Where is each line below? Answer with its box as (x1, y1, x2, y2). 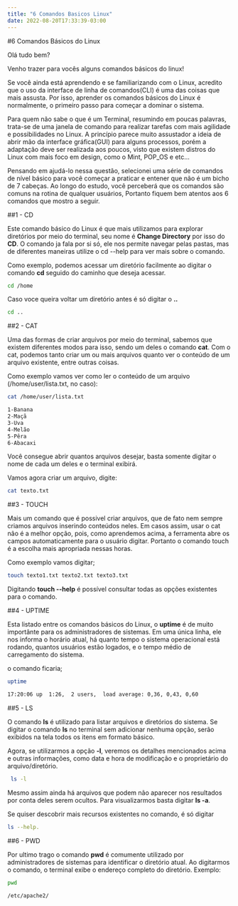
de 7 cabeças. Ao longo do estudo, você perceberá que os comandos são (7, 181, 225, 190)
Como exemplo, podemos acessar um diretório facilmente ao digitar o (7, 261, 212, 269)
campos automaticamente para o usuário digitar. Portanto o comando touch (7, 537, 229, 545)
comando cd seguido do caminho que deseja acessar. (7, 268, 166, 277)
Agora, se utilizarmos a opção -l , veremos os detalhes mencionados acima (7, 746, 227, 755)
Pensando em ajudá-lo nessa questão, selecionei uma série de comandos (7, 166, 224, 175)
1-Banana (7, 406, 33, 413)
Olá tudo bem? (7, 51, 50, 59)
